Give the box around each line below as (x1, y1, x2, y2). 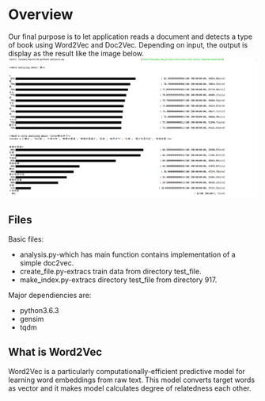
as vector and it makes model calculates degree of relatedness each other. (8, 383, 252, 393)
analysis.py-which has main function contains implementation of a (19, 250, 236, 259)
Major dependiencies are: (8, 290, 92, 300)
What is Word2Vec (8, 346, 103, 359)
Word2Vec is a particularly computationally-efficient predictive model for (8, 366, 245, 376)
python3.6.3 (19, 305, 59, 315)
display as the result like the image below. (8, 48, 145, 58)
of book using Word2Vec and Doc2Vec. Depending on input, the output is (8, 40, 248, 49)
